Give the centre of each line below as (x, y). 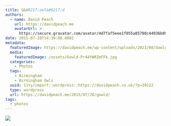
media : (17, 52)
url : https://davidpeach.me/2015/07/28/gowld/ (60, 95)
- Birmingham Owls (34, 80)
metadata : (16, 43)
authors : (15, 15)
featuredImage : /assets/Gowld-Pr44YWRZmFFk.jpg (66, 57)
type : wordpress (27, 90)
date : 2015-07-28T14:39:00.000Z (39, 38)
